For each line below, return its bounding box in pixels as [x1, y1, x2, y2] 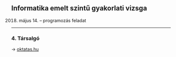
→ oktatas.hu [11, 46, 39, 52]
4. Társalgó [11, 35, 40, 42]
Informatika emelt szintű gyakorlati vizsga [11, 4, 147, 13]
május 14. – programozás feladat [18, 17, 86, 23]
